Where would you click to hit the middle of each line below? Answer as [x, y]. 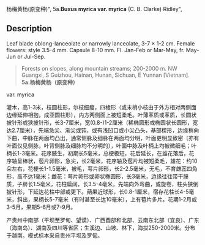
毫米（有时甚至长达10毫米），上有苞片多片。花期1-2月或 [128, 199]
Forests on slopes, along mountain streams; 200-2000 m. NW [99, 68]
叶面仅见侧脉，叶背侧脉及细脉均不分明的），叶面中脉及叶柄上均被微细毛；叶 [102, 146]
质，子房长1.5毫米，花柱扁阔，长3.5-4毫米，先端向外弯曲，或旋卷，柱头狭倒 [102, 184]
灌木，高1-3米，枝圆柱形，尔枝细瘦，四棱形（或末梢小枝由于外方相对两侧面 [102, 107]
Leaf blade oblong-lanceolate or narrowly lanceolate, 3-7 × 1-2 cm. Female [101, 43]
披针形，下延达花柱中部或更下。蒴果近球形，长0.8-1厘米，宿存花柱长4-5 [98, 192]
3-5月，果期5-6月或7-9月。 [41, 207]
